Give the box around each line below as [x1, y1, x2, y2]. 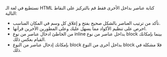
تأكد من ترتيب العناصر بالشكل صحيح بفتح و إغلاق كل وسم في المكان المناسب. [12, 20, 160, 26]
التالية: [5, 10, 17, 16]
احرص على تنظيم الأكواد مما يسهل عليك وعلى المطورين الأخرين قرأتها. [12, 25, 147, 32]
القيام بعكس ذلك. [12, 36, 46, 42]
